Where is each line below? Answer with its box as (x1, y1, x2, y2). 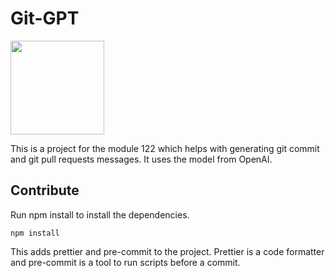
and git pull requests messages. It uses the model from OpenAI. (10, 153, 273, 165)
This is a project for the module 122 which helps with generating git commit (10, 142, 320, 154)
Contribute (10, 182, 80, 199)
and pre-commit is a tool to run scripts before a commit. (10, 256, 241, 268)
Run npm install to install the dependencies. (10, 208, 190, 221)
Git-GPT (10, 7, 80, 30)
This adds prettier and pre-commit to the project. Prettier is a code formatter (10, 245, 325, 257)
